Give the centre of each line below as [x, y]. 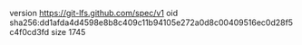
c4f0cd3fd [29, 32]
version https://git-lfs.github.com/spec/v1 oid [94, 13]
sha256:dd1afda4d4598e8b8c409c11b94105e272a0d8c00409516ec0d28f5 [151, 22]
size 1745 [68, 32]
